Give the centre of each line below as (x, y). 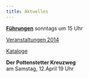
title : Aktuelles (27, 11)
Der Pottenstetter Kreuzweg (41, 62)
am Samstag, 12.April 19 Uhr (40, 69)
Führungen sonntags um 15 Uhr (44, 28)
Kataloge (17, 51)
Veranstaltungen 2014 (33, 39)
